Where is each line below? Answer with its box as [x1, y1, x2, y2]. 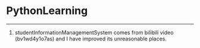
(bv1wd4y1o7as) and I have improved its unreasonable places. [14, 35, 167, 42]
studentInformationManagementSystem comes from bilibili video [14, 29, 174, 36]
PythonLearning [6, 4, 88, 18]
